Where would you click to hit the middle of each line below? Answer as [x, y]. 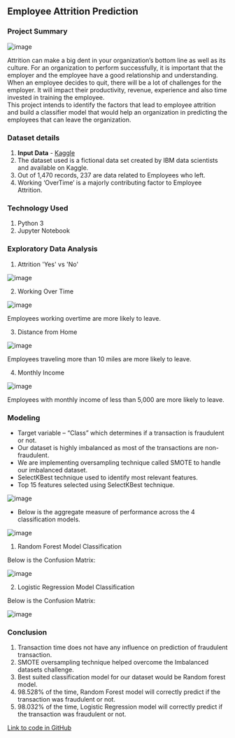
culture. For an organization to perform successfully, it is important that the [115, 67]
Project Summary [37, 31]
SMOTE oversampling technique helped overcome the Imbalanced [113, 663]
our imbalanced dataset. [52, 470]
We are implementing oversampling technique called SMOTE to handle [119, 462]
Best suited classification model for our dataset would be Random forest [121, 677]
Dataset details [34, 138]
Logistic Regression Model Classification [76, 587]
